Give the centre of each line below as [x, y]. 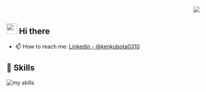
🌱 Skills [21, 68]
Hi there [34, 31]
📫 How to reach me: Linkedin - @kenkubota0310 [77, 46]
